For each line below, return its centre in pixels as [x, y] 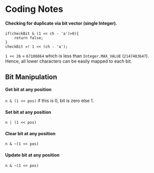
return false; [29, 38]
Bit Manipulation [31, 77]
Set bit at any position [28, 112]
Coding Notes [34, 9]
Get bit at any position [28, 89]
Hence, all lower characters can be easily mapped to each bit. [69, 61]
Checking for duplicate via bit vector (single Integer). [61, 23]
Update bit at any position [32, 155]
